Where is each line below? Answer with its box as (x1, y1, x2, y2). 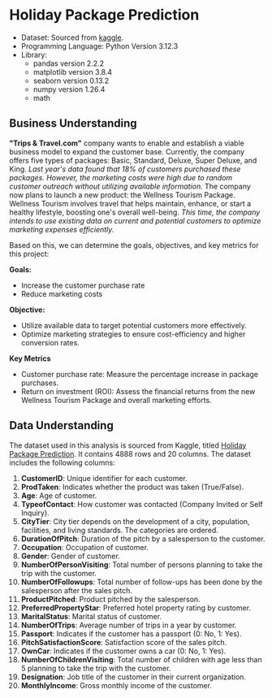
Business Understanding (9, 116, 137, 131)
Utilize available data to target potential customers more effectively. (20, 320, 247, 330)
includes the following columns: (9, 457, 116, 467)
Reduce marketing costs (20, 288, 103, 298)
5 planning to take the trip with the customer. (20, 663, 171, 673)
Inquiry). (20, 508, 50, 518)
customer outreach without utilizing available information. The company (9, 181, 251, 191)
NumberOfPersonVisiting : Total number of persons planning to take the (20, 559, 263, 570)
